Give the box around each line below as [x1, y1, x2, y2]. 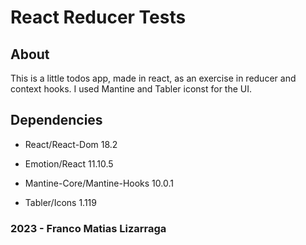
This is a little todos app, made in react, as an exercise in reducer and [10, 72, 297, 84]
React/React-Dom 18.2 [24, 138, 118, 150]
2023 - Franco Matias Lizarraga [10, 221, 167, 235]
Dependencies [10, 112, 103, 129]
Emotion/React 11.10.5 [24, 157, 114, 170]
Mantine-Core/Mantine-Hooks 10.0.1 [24, 177, 174, 189]
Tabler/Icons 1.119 [24, 196, 97, 208]
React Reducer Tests [10, 6, 187, 29]
